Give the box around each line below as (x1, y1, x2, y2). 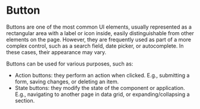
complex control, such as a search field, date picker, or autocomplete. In (6, 42, 184, 49)
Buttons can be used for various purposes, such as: (6, 60, 133, 67)
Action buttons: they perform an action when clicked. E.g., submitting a (14, 71, 190, 79)
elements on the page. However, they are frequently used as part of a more (6, 36, 192, 43)
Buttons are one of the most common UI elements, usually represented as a (6, 23, 192, 30)
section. (14, 96, 35, 104)
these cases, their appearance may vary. (6, 48, 106, 55)
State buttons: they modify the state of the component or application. (14, 84, 185, 91)
